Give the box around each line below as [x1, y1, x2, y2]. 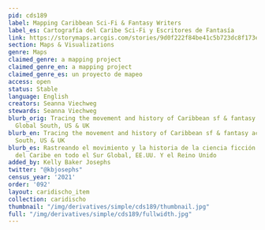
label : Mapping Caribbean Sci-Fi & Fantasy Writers [8, 19, 181, 27]
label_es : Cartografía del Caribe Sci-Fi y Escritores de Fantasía [8, 26, 235, 34]
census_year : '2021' [8, 173, 77, 182]
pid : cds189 [8, 11, 47, 20]
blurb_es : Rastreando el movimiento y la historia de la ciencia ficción [8, 144, 256, 152]
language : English [8, 92, 69, 100]
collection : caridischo [8, 195, 87, 203]
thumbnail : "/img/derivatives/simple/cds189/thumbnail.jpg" [8, 202, 211, 210]
